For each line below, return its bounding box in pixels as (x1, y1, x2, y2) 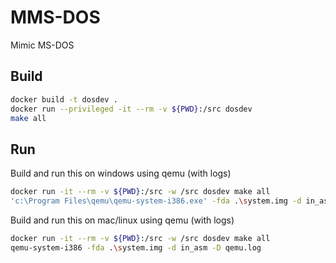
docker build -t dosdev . (10, 94, 118, 105)
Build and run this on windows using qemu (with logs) (10, 167, 232, 180)
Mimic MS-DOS (10, 39, 75, 51)
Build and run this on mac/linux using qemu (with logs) (10, 214, 235, 226)
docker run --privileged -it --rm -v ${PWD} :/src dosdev (10, 104, 253, 114)
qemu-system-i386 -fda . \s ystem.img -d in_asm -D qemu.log (10, 242, 262, 253)
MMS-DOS (10, 6, 101, 29)
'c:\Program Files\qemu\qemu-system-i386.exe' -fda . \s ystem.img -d (10, 196, 302, 206)
